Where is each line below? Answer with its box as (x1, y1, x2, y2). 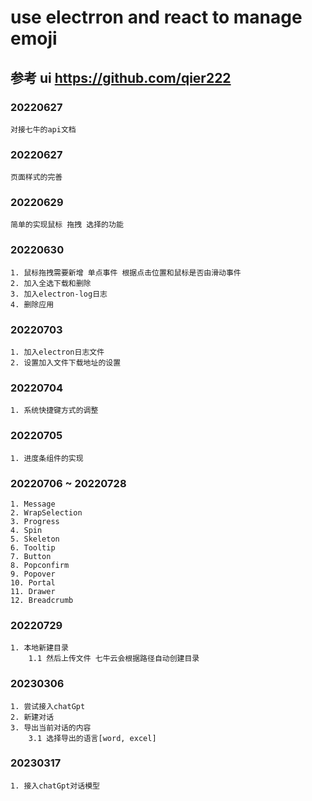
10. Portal (10, 577, 56, 588)
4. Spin (10, 525, 43, 535)
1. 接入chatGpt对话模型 (10, 781, 100, 791)
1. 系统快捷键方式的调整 (10, 406, 99, 416)
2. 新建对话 (10, 712, 55, 722)
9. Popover (10, 569, 56, 579)
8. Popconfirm (10, 560, 70, 570)
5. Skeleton (10, 534, 60, 544)
